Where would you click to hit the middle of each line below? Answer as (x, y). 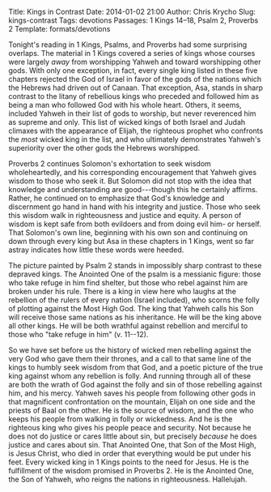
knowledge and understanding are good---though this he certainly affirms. (133, 189)
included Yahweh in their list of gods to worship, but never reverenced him (132, 113)
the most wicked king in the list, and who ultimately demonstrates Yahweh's (135, 139)
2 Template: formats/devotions (59, 29)
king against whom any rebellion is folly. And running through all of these (130, 376)
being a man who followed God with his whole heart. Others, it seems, (125, 105)
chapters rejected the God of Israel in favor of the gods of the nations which (135, 79)
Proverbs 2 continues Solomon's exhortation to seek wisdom (110, 164)
